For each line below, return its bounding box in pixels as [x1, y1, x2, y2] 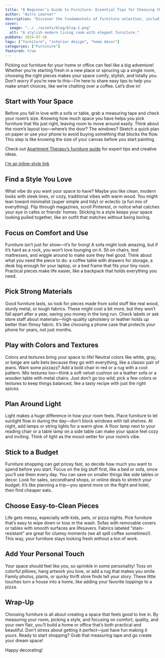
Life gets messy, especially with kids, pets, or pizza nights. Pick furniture [5, 515, 152, 520]
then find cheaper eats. [5, 487, 53, 493]
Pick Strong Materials [5, 287, 73, 296]
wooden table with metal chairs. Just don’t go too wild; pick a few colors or [5, 375, 157, 381]
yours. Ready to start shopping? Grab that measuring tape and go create [5, 632, 152, 638]
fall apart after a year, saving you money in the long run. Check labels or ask [5, 311, 159, 317]
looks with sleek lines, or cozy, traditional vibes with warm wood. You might [5, 193, 158, 200]
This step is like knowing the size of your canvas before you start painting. [5, 137, 156, 142]
